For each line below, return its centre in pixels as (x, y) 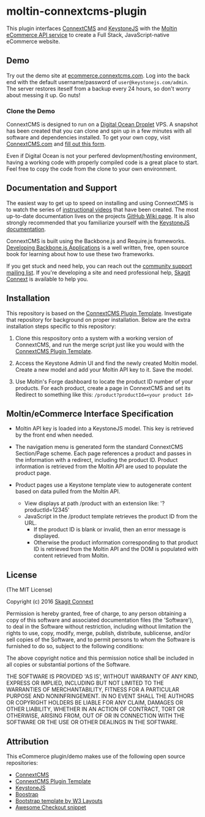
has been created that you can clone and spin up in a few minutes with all (99, 131)
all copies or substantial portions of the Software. (68, 665)
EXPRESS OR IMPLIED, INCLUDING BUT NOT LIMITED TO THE (85, 683)
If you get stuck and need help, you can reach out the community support (99, 266)
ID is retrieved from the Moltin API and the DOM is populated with (116, 549)
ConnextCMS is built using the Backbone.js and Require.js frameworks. (96, 241)
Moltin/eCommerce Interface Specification (90, 414)
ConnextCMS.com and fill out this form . (56, 144)
